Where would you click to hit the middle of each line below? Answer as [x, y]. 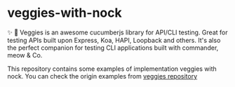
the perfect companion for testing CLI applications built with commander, [113, 48]
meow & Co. [25, 55]
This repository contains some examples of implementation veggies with [112, 69]
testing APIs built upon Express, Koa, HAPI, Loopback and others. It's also [114, 40]
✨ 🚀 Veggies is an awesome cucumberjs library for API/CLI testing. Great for [117, 32]
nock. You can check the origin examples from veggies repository [102, 76]
